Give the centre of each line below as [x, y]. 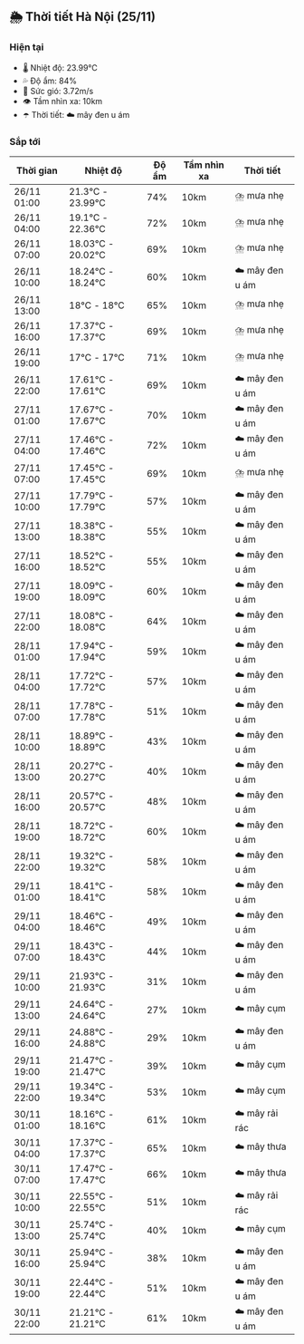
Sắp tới [25, 141]
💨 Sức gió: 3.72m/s [58, 91]
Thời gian [38, 170]
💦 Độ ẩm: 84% [50, 81]
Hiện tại [27, 47]
